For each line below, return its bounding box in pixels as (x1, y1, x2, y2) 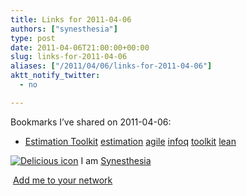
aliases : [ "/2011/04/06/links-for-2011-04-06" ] (10, 61, 213, 71)
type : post (10, 33, 56, 43)
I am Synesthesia (80, 154, 152, 166)
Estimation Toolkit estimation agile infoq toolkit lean (24, 135, 237, 147)
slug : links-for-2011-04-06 (10, 52, 128, 62)
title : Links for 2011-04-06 (10, 14, 132, 25)
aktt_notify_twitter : (10, 71, 101, 81)
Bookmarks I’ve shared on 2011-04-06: (10, 116, 172, 128)
